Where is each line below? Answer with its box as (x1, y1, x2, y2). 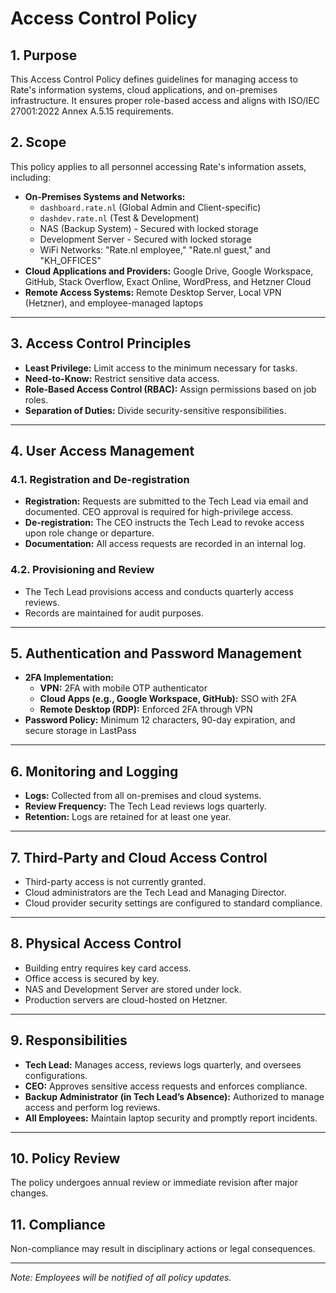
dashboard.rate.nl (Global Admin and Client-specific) (39, 201, 262, 213)
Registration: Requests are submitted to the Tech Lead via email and (24, 495, 309, 507)
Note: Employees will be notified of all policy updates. (10, 1272, 232, 1284)
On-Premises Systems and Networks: (24, 190, 186, 202)
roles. (24, 393, 49, 406)
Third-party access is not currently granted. (24, 876, 207, 888)
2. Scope (10, 134, 67, 151)
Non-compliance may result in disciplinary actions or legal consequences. (10, 1243, 316, 1255)
